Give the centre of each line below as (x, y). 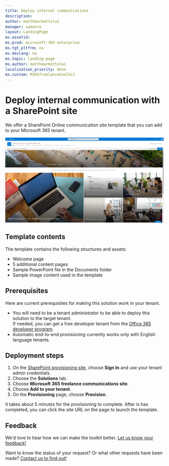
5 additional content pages (40, 264)
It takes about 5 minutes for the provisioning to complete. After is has (77, 404)
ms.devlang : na (21, 53)
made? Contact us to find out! (36, 458)
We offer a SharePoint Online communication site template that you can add (84, 125)
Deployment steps (34, 356)
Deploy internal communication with (82, 100)
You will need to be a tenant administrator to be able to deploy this (81, 313)
